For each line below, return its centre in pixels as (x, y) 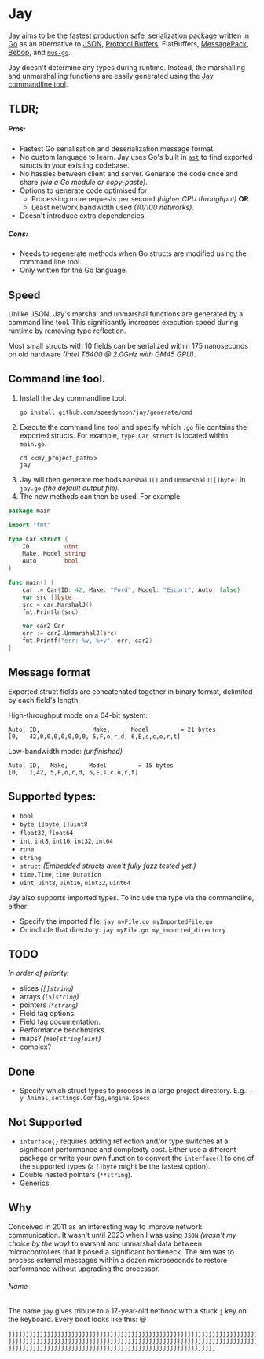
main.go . (33, 443)
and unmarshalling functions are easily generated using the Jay (111, 76)
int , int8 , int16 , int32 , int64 (66, 840)
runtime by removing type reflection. (67, 331)
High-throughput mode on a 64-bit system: (78, 715)
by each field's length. (44, 700)
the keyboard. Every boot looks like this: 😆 (77, 1319)
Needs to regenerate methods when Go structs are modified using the (133, 253)
